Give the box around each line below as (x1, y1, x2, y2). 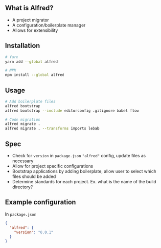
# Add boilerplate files (5, 99, 56, 104)
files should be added (12, 174, 56, 179)
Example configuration (5, 198, 76, 206)
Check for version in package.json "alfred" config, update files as (12, 153, 146, 158)
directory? (12, 184, 33, 190)
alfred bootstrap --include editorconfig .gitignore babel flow (5, 108, 139, 113)
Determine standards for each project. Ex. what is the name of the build (12, 179, 157, 184)
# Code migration (5, 117, 41, 122)
